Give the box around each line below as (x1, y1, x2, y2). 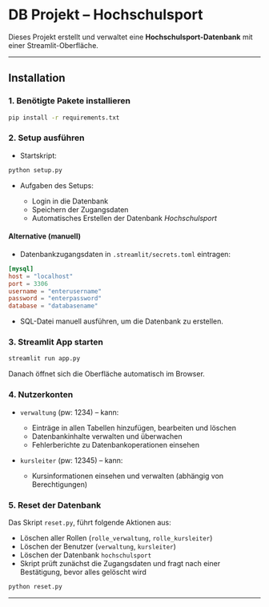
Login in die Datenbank (31, 196, 109, 206)
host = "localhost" (8, 272, 74, 280)
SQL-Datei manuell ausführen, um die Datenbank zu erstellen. (19, 316, 224, 326)
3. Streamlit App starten (8, 336, 104, 348)
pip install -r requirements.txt (8, 114, 120, 122)
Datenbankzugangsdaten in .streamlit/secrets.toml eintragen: (19, 249, 231, 259)
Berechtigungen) (31, 479, 88, 489)
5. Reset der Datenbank (8, 499, 102, 510)
